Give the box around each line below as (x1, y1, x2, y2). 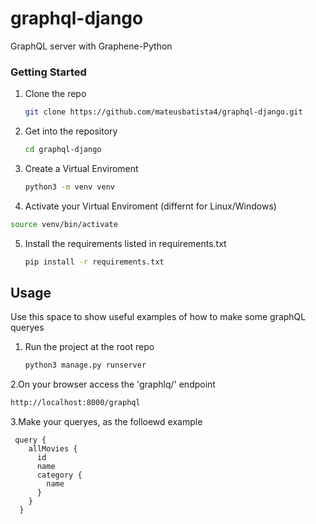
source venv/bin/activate (10, 219, 118, 229)
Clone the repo (24, 88, 87, 100)
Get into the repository (24, 125, 118, 137)
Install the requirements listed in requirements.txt (24, 237, 227, 249)
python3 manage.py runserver (24, 360, 147, 371)
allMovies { (28, 444, 78, 454)
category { (36, 470, 83, 481)
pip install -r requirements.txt (24, 257, 165, 267)
